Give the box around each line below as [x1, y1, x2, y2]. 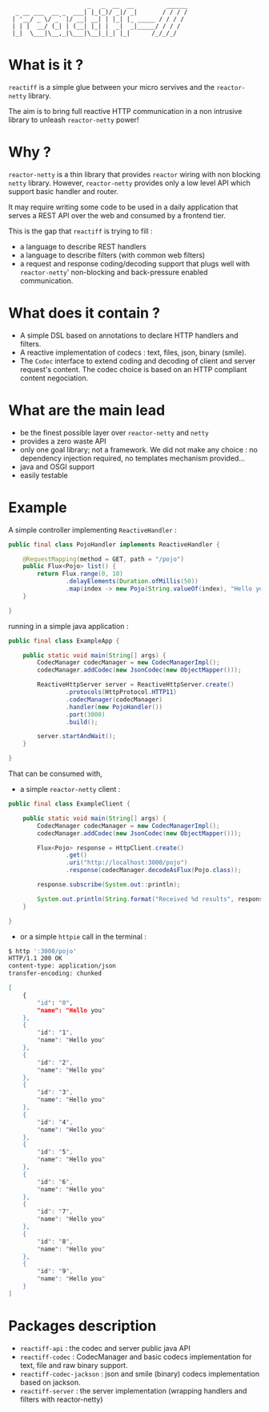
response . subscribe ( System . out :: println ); [37, 881, 181, 889]
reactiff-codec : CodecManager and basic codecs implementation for [19, 1352, 252, 1361]
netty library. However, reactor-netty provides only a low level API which [8, 178, 251, 188]
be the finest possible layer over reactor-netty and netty [19, 428, 210, 437]
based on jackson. [19, 1378, 82, 1387]
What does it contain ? [8, 304, 160, 323]
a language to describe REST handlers [19, 241, 147, 251]
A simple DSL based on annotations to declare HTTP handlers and [19, 331, 239, 340]
